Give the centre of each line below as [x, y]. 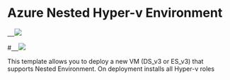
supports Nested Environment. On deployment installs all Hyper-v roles [111, 69]
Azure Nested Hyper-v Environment [115, 13]
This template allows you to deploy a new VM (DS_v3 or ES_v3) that [105, 61]
